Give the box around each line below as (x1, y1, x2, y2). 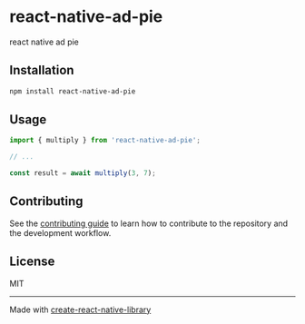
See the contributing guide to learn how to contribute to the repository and (9, 218, 289, 229)
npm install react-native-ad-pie (9, 86, 136, 96)
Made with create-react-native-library (9, 304, 152, 315)
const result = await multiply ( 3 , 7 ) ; (9, 169, 156, 178)
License (9, 254, 55, 270)
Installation (9, 63, 74, 78)
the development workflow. (9, 227, 112, 238)
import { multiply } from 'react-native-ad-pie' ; (9, 136, 202, 145)
